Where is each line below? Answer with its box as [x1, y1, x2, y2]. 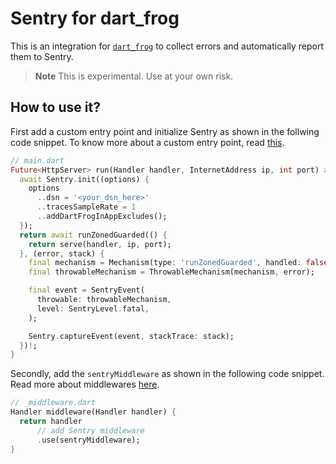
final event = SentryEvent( [28, 285, 145, 296]
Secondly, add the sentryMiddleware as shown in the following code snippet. [10, 368, 325, 380]
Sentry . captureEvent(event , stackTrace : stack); [28, 331, 235, 341]
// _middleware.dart [10, 398, 97, 408]
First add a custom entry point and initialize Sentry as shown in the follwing [10, 125, 320, 137]
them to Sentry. [10, 50, 74, 62]
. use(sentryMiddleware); [36, 435, 141, 445]
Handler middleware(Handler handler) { [10, 407, 177, 417]
